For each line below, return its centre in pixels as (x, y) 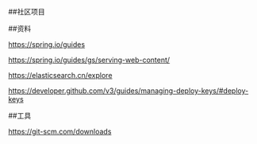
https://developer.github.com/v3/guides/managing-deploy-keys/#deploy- (128, 91)
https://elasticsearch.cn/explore (60, 75)
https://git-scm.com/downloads (60, 131)
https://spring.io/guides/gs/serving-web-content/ (89, 60)
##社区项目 (27, 12)
